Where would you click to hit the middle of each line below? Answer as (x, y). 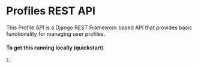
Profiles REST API (51, 11)
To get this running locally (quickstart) (55, 47)
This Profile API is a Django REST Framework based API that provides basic (99, 27)
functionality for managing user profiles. (56, 33)
